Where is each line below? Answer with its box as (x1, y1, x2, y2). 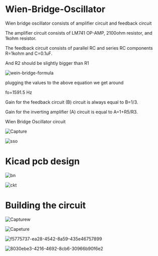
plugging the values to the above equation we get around (5, 79, 124, 86)
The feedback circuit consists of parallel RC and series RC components (5, 45, 153, 51)
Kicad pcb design (5, 156, 80, 167)
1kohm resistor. (5, 35, 37, 41)
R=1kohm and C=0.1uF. (5, 50, 53, 56)
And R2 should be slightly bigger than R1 (5, 60, 89, 66)
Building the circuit (5, 200, 86, 211)
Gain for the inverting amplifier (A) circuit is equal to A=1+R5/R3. (5, 109, 138, 115)
